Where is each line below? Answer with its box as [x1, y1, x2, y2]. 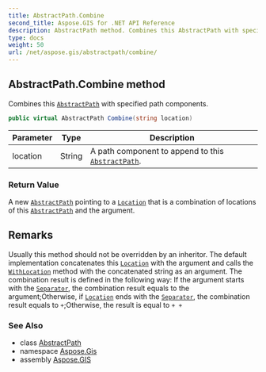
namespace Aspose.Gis [19, 347, 97, 356]
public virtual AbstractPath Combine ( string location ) [8, 114, 193, 122]
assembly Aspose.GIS [19, 355, 91, 365]
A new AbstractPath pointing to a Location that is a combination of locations [8, 197, 256, 206]
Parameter [12, 132, 53, 143]
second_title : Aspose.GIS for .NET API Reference [8, 19, 176, 27]
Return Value [8, 179, 59, 190]
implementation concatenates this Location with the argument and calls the [8, 258, 254, 267]
